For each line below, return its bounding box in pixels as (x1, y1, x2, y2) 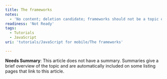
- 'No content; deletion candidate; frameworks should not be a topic (9, 16, 159, 21)
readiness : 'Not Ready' (5, 21, 55, 26)
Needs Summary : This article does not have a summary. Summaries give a (5, 58, 159, 64)
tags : (5, 26, 16, 31)
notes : (5, 12, 19, 17)
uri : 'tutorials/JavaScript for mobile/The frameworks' (5, 40, 123, 45)
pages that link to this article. (5, 68, 65, 74)
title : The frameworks (5, 7, 52, 12)
